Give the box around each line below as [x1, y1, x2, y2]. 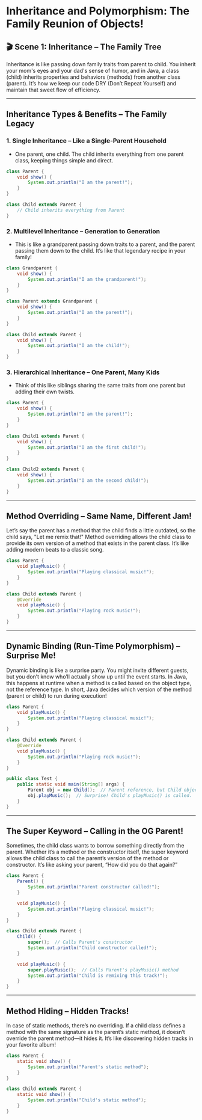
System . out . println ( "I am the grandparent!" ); [28, 276, 147, 282]
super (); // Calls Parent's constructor [28, 940, 133, 946]
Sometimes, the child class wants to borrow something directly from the [6, 842, 185, 849]
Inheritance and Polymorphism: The [6, 4, 190, 18]
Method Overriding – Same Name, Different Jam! [6, 511, 192, 521]
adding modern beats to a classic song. [6, 546, 104, 553]
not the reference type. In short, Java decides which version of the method [6, 686, 192, 693]
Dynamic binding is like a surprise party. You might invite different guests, [6, 666, 189, 674]
